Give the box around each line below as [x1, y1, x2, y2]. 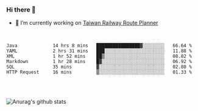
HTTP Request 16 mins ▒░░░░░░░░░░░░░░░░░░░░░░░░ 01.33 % [6, 69, 192, 75]
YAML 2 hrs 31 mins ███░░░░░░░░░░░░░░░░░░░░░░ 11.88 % [6, 48, 192, 54]
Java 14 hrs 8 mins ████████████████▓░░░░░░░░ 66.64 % [6, 42, 192, 49]
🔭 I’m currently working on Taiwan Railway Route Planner [15, 19, 158, 27]
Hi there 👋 [6, 5, 37, 14]
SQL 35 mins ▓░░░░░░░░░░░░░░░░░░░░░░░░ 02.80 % [6, 64, 192, 70]
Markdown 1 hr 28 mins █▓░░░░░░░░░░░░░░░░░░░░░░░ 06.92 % [6, 59, 192, 65]
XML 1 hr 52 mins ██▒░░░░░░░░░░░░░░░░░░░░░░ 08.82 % [6, 53, 192, 59]
